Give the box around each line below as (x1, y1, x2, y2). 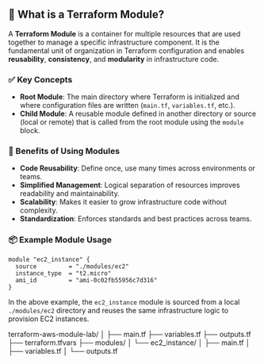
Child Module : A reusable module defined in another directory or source (19, 109, 257, 119)
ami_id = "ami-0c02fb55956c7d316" (15, 276, 158, 284)
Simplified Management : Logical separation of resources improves (19, 180, 240, 190)
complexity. (19, 205, 58, 215)
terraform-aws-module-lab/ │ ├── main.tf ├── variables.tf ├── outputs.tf (8, 329, 251, 339)
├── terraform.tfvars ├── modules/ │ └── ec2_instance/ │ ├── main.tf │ (8, 338, 251, 347)
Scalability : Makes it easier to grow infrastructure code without (19, 197, 228, 207)
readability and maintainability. (19, 189, 121, 198)
